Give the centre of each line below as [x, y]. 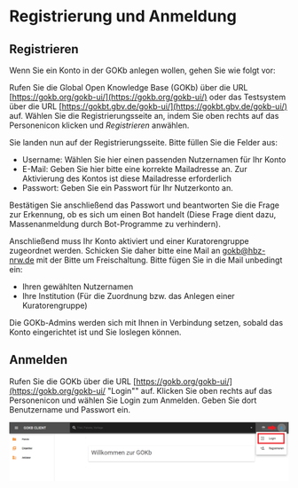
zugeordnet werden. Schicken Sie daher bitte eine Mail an [115, 251]
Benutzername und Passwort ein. [70, 409]
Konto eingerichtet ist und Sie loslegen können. [95, 332]
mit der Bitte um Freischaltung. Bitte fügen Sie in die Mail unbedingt [159, 260]
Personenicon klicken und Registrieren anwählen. [99, 125]
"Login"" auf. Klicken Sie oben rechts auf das [190, 390]
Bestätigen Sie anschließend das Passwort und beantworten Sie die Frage [144, 205]
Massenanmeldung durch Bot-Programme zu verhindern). [115, 224]
